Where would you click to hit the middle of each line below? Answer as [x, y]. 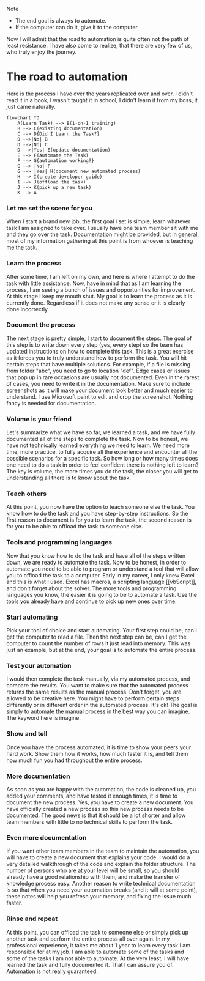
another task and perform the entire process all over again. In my [88, 939]
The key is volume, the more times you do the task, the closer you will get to [102, 472]
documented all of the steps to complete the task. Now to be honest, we [97, 439]
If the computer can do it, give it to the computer [76, 27]
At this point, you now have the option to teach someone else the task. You [101, 507]
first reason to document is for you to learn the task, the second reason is [99, 520]
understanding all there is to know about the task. [69, 478]
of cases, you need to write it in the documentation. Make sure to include [99, 383]
